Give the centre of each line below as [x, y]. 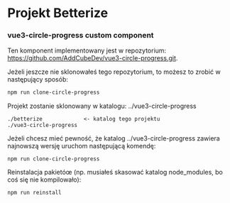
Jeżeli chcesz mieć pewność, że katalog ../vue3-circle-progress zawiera [114, 138]
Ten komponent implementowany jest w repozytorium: [87, 50]
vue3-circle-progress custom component [81, 35]
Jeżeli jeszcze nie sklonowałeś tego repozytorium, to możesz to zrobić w [114, 72]
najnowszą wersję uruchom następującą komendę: [82, 146]
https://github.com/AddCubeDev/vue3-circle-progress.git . [93, 58]
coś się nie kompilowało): [44, 180]
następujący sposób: [38, 79]
